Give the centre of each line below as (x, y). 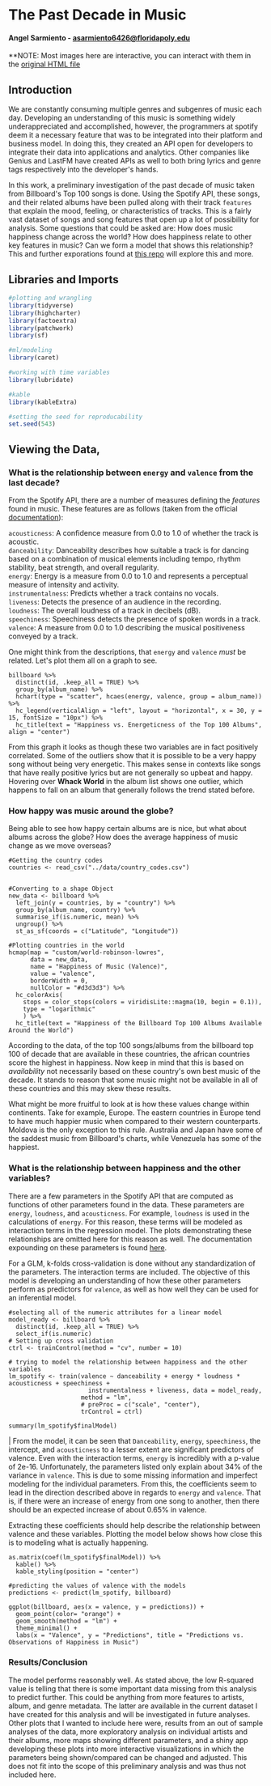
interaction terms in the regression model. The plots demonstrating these (130, 1230)
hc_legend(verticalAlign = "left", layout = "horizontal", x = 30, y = (139, 711)
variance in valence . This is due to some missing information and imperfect (133, 1475)
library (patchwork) (41, 328)
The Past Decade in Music (97, 15)
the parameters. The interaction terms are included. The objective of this (129, 1271)
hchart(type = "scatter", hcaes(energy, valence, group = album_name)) (139, 696)
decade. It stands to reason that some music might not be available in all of (133, 1080)
